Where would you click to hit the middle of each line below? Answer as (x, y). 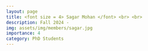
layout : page (22, 11)
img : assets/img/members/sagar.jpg (49, 28)
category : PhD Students (35, 39)
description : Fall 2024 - (37, 22)
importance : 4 (23, 33)
